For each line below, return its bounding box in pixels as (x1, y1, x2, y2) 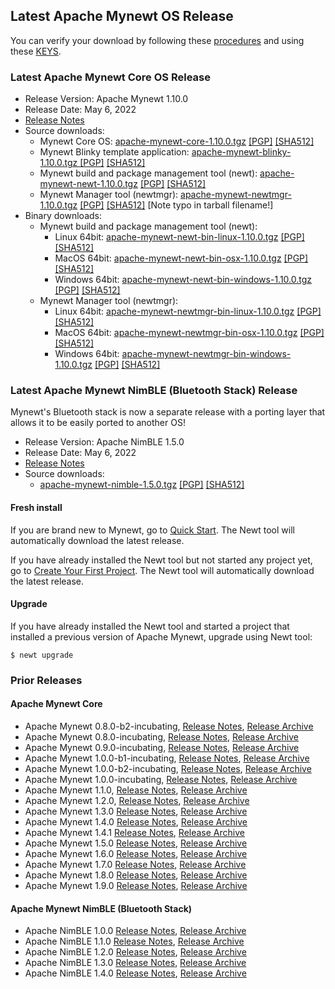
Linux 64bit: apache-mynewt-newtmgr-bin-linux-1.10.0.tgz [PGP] (54, 305, 322, 318)
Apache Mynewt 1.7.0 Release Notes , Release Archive (24, 858, 247, 870)
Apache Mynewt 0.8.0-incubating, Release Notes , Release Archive (24, 730, 300, 743)
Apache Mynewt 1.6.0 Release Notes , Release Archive (24, 847, 248, 859)
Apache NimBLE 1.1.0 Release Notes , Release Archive (24, 935, 245, 948)
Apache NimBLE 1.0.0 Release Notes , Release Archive (24, 925, 247, 937)
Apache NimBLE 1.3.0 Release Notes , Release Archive (24, 957, 247, 969)
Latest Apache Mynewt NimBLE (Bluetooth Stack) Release (10, 384, 298, 398)
